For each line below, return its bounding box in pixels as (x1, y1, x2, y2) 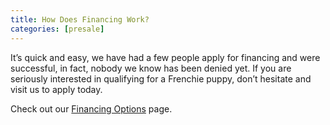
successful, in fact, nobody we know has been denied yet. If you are (10, 62, 292, 74)
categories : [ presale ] (10, 24, 105, 34)
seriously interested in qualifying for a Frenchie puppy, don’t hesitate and (10, 72, 312, 85)
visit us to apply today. (10, 83, 103, 95)
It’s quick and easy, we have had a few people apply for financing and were (10, 51, 321, 63)
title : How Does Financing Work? (10, 14, 150, 25)
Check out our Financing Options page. (10, 102, 173, 115)
